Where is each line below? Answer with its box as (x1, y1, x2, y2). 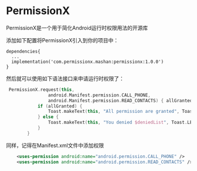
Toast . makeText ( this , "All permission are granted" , (47, 109, 180, 115)
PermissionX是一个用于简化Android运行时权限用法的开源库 (6, 24, 148, 31)
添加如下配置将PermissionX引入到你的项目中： (6, 36, 119, 43)
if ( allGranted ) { (37, 103, 83, 109)
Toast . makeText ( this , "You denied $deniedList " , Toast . (47, 119, 188, 126)
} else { (37, 114, 59, 120)
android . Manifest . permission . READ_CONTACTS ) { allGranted (47, 98, 193, 103)
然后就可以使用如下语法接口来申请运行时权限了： (6, 75, 124, 82)
